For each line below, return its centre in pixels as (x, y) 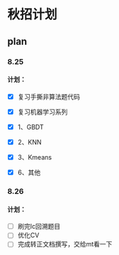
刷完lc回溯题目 (39, 227)
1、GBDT (30, 127)
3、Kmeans (34, 157)
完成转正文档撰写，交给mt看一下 (65, 244)
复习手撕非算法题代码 (49, 96)
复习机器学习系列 (42, 112)
